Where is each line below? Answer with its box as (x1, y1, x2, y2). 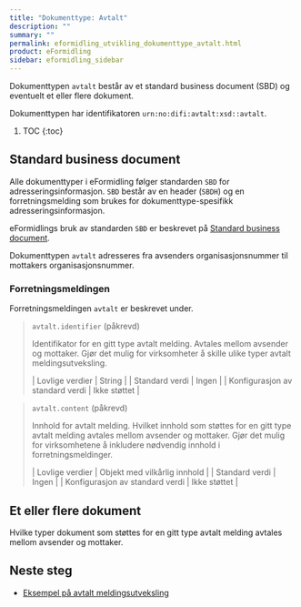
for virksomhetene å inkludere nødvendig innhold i (31, 440, 221, 450)
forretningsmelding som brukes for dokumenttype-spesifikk (9, 195, 234, 206)
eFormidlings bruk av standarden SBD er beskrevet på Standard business (9, 222, 280, 233)
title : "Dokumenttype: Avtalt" (9, 13, 128, 23)
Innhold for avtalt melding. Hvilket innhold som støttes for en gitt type (31, 420, 292, 431)
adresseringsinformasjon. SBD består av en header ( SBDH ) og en (9, 186, 246, 197)
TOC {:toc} (22, 126, 64, 137)
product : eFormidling (9, 47, 92, 56)
